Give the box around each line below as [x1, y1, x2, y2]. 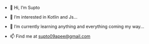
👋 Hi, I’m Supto [9, 5, 40, 10]
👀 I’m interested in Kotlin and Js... [9, 14, 78, 20]
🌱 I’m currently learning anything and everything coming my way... [9, 23, 144, 29]
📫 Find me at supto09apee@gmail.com [9, 33, 91, 39]
